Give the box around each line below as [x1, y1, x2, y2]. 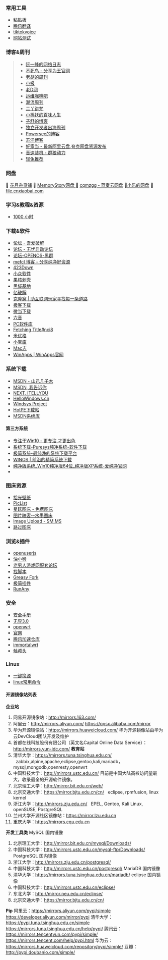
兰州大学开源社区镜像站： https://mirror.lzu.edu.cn [13, 813, 117, 819]
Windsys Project [13, 400, 47, 407]
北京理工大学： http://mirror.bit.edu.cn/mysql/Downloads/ [13, 840, 131, 846]
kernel [13, 795, 27, 801]
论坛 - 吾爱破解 [13, 240, 45, 246]
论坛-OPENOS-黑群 [13, 252, 53, 258]
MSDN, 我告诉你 [13, 384, 47, 390]
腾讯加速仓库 [13, 636, 40, 642]
